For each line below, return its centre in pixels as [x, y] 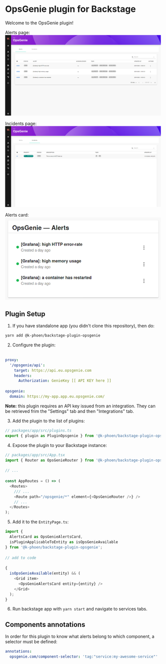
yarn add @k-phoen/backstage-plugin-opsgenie [53, 335]
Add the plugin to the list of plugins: [48, 421]
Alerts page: [18, 32]
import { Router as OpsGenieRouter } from [49, 460]
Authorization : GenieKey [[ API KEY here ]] [65, 381]
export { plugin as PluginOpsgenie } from [49, 436]
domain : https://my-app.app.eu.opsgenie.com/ [57, 397]
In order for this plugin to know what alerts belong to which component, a [80, 636]
